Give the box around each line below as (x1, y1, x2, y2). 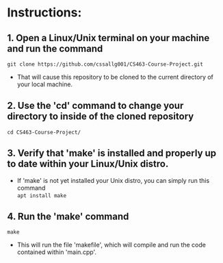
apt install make (16, 192, 67, 199)
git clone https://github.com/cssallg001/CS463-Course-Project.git (7, 61, 204, 68)
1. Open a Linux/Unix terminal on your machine (7, 32, 210, 44)
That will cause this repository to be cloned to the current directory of (16, 73, 214, 81)
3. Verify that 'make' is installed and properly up (7, 147, 217, 159)
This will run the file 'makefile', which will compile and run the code (16, 241, 207, 249)
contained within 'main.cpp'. (16, 248, 97, 256)
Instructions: (7, 5, 82, 21)
